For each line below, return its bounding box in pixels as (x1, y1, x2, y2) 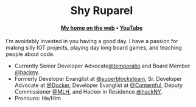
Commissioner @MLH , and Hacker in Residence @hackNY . (14, 88, 163, 95)
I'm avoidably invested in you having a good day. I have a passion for (5, 38, 179, 45)
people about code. (5, 50, 55, 58)
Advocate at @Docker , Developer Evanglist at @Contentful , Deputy (14, 81, 183, 89)
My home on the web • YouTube (60, 24, 143, 31)
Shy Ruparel (70, 4, 133, 18)
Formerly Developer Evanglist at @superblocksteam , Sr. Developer (14, 75, 182, 83)
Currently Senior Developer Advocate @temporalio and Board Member (14, 62, 191, 70)
